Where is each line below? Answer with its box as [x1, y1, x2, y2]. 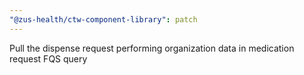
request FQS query [9, 52, 88, 65]
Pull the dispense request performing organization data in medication [9, 42, 295, 54]
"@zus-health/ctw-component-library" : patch [9, 14, 198, 25]
